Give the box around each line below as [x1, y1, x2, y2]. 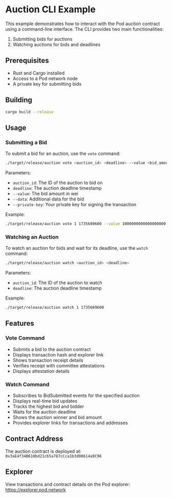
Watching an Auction [5, 233, 59, 241]
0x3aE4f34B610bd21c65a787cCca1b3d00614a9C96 [5, 453, 102, 459]
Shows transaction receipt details [12, 357, 83, 363]
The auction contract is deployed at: [5, 448, 82, 454]
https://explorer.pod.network [5, 486, 66, 493]
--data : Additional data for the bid [12, 196, 84, 202]
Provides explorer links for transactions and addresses [12, 420, 128, 426]
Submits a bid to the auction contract [12, 346, 91, 352]
